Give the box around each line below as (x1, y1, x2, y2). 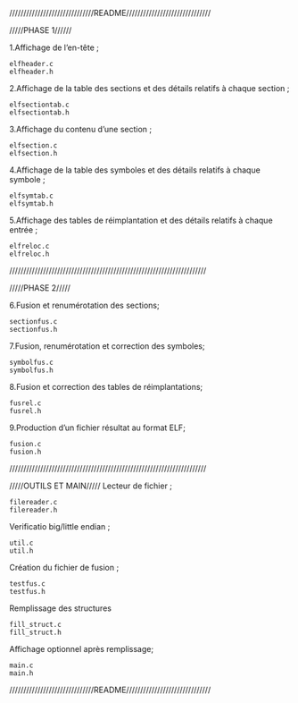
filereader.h (9, 505, 58, 514)
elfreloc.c (9, 241, 50, 250)
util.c (9, 538, 34, 547)
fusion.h (9, 447, 42, 456)
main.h (9, 669, 34, 678)
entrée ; (9, 224, 38, 235)
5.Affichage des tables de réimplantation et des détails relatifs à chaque (9, 215, 274, 225)
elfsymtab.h (9, 199, 54, 208)
